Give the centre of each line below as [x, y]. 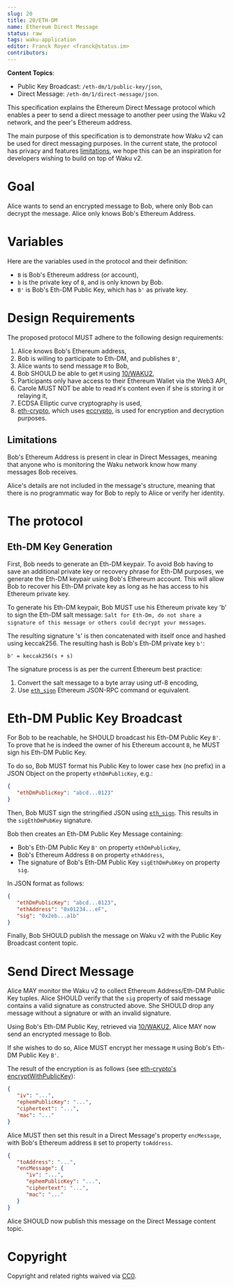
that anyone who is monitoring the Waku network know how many [102, 464]
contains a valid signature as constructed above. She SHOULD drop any [111, 1006]
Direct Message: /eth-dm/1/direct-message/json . [88, 94]
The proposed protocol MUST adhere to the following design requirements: [115, 337]
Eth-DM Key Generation [60, 547]
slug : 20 [20, 14]
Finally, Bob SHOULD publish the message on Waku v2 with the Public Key [115, 936]
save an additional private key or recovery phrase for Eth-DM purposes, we [116, 571]
